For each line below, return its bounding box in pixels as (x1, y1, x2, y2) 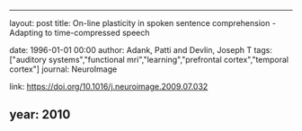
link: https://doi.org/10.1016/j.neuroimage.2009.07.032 (9, 82, 209, 92)
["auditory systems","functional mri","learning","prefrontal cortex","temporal (9, 55, 289, 65)
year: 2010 (9, 107, 71, 122)
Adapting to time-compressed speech (9, 28, 150, 38)
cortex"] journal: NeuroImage (9, 64, 118, 74)
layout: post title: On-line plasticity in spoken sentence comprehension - (9, 18, 277, 28)
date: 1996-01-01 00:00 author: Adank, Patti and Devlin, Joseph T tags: (9, 45, 272, 55)
